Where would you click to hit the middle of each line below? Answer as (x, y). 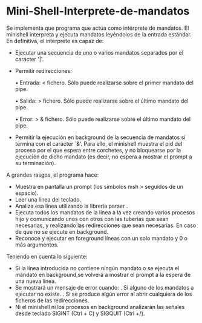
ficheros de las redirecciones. (52, 300)
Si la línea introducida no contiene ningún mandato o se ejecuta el (97, 268)
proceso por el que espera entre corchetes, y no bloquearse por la (98, 150)
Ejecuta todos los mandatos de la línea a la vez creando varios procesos (105, 212)
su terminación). (35, 163)
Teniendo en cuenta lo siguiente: (47, 256)
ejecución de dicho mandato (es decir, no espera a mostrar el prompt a (103, 157)
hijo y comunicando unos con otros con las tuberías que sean (92, 219)
